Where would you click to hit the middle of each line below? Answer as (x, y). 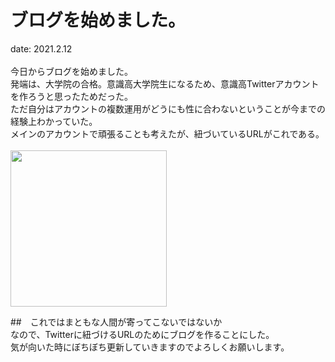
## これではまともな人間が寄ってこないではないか (116, 322)
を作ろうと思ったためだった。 (71, 96)
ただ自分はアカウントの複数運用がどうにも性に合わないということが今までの (168, 108)
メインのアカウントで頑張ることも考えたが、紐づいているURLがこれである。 (167, 133)
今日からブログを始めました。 (71, 71)
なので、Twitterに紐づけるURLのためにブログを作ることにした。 (142, 334)
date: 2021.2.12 (41, 48)
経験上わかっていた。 (54, 121)
